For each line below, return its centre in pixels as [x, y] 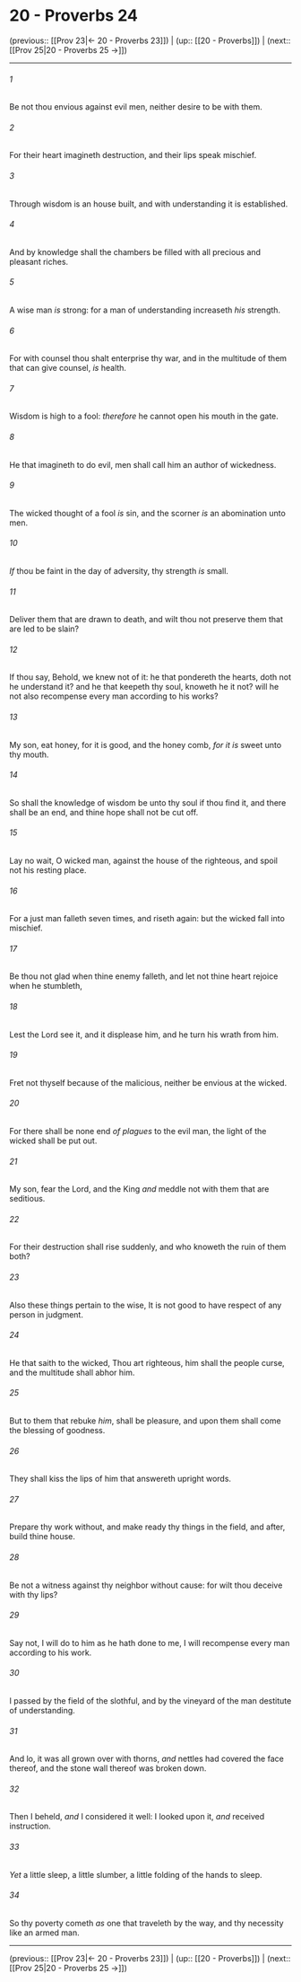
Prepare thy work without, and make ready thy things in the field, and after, [147, 1527]
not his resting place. [48, 870]
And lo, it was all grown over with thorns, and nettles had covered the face [146, 1759]
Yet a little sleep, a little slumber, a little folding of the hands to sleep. [136, 1874]
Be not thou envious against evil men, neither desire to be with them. [136, 107]
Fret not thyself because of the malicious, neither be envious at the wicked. [148, 1082]
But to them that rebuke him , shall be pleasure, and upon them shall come [145, 1421]
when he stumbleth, [46, 986]
